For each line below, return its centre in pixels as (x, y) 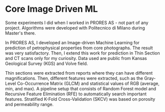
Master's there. (20, 33)
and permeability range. (29, 104)
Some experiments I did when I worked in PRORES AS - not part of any (77, 23)
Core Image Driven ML (51, 9)
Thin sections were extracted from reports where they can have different (79, 73)
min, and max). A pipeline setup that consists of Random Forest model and (81, 88)
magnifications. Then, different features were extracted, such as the (74, 78)
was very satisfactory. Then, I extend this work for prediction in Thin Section (82, 53)
